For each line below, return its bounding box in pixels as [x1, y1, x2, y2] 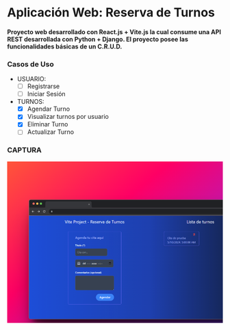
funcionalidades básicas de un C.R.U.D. [7, 42, 123, 51]
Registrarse [27, 82, 60, 90]
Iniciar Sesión [27, 90, 66, 98]
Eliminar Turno [27, 120, 68, 128]
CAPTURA [7, 146, 42, 155]
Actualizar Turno [27, 128, 74, 136]
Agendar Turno [27, 105, 71, 113]
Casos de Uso [7, 59, 54, 69]
